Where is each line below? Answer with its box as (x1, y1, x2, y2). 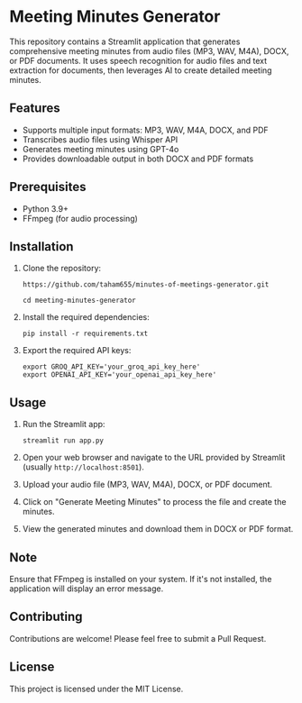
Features (9, 101, 60, 116)
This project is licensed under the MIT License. (9, 683, 184, 694)
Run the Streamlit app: (22, 419, 105, 430)
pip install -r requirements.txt (22, 329, 149, 339)
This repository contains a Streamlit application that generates (9, 36, 241, 47)
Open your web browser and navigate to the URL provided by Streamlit (22, 452, 286, 463)
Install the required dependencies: (22, 312, 151, 323)
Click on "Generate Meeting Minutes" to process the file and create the (22, 497, 287, 507)
